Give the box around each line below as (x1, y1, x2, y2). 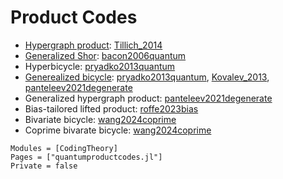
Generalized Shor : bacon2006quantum (24, 49, 187, 61)
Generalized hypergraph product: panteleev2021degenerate (24, 92, 273, 104)
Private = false (10, 161, 78, 171)
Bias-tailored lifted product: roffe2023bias (24, 102, 199, 115)
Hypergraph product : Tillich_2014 (24, 39, 163, 51)
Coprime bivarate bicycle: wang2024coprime (24, 124, 212, 136)
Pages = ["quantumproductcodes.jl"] (10, 152, 163, 162)
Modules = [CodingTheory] (10, 143, 118, 153)
